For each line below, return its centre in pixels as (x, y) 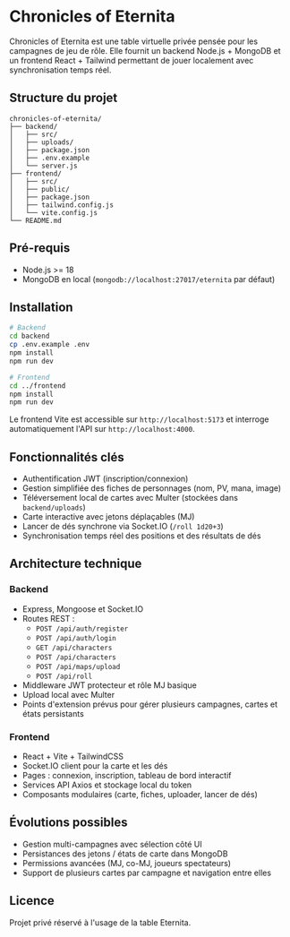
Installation (41, 307)
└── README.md (36, 220)
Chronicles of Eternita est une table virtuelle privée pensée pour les (133, 41)
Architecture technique (76, 564)
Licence (32, 901)
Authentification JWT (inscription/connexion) (105, 479)
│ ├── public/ (39, 189)
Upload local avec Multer (68, 694)
